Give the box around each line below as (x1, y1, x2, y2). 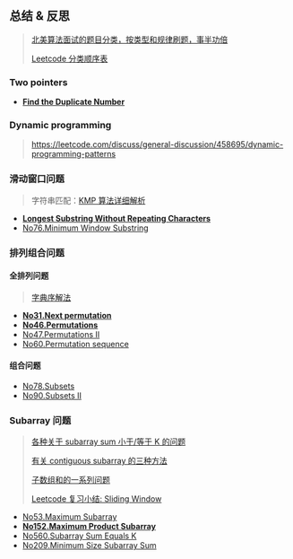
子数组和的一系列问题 (30, 475, 110, 485)
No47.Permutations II (22, 328, 100, 339)
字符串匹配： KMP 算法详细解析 (30, 195, 146, 205)
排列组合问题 (9, 246, 65, 258)
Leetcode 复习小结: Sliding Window (30, 493, 162, 504)
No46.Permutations (22, 319, 99, 330)
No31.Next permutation (22, 310, 112, 320)
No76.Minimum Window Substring (22, 223, 150, 233)
